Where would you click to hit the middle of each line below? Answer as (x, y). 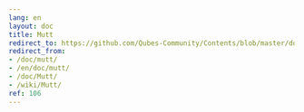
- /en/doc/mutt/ (39, 69)
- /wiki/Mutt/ (35, 85)
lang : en (25, 18)
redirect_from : (37, 51)
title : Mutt (31, 34)
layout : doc (31, 26)
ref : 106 (25, 93)
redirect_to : (33, 43)
